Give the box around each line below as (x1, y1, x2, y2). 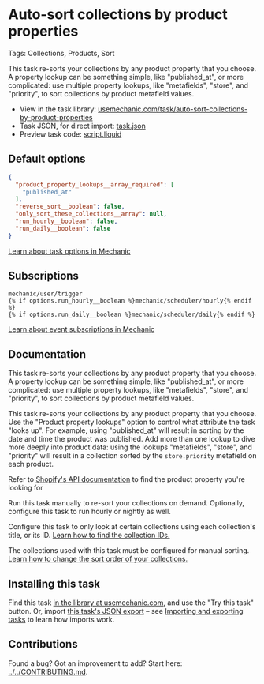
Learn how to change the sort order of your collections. (8, 554, 188, 564)
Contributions (8, 637, 78, 651)
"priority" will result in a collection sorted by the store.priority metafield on (8, 451, 257, 460)
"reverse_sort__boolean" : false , (15, 203, 125, 211)
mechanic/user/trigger (8, 290, 83, 298)
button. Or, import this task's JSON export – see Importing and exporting (8, 607, 244, 616)
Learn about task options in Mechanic (8, 246, 132, 256)
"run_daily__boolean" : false (15, 224, 111, 232)
